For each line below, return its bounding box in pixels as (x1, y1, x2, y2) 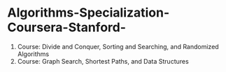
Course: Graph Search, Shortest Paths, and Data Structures (17, 57, 189, 65)
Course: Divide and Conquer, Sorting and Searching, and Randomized (17, 42, 219, 51)
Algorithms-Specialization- (7, 5, 170, 21)
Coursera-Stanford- (7, 19, 127, 35)
